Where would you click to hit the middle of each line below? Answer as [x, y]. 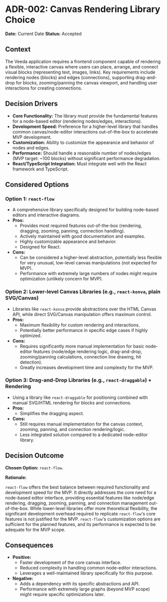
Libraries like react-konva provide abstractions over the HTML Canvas [84, 309]
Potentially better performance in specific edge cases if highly [84, 330]
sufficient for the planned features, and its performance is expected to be [81, 524]
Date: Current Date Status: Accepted [44, 33]
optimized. [31, 335]
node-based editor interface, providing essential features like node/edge [80, 497]
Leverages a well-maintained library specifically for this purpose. [86, 573]
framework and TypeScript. [40, 169]
